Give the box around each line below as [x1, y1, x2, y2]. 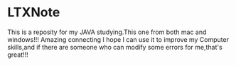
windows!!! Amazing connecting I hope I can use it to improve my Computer [7, 35, 230, 43]
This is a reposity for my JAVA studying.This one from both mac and [7, 28, 207, 36]
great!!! [7, 50, 28, 59]
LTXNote [7, 4, 60, 21]
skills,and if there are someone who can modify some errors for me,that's [7, 43, 222, 51]
